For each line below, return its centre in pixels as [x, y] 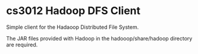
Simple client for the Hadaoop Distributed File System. [73, 27]
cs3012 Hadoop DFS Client [73, 11]
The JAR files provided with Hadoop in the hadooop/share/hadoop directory [99, 38]
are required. [22, 45]
